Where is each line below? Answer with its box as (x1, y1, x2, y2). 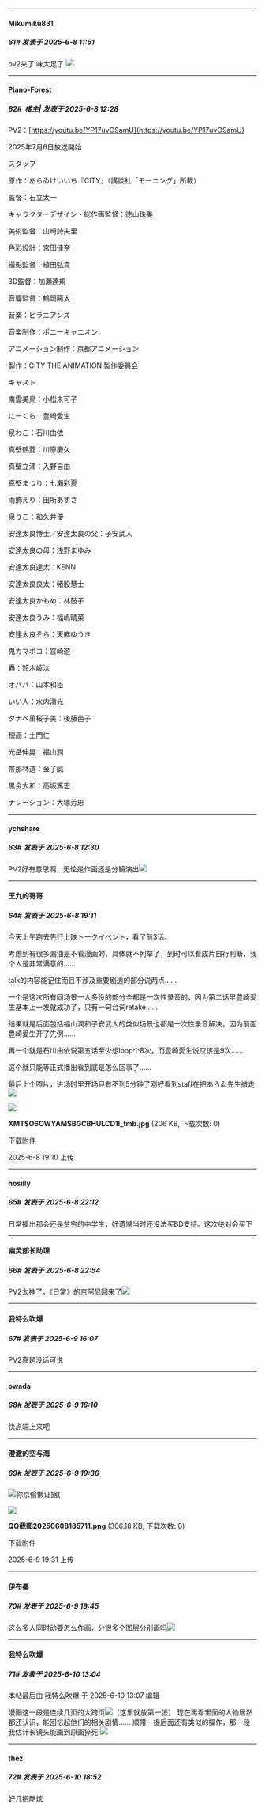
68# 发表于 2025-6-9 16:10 (8, 1401, 99, 1410)
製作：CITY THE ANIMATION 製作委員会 (8, 361, 139, 370)
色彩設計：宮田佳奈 (8, 243, 71, 253)
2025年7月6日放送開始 (8, 142, 82, 152)
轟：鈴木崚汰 (8, 664, 50, 673)
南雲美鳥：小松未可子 (8, 395, 77, 404)
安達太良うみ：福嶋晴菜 (8, 613, 84, 622)
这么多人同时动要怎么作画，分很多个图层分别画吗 (8, 1623, 167, 1632)
